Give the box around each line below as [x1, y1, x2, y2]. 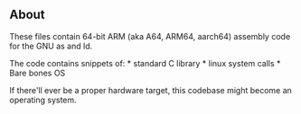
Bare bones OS [9, 67, 66, 78]
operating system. [9, 94, 77, 105]
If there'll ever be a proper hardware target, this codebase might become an [9, 84, 292, 95]
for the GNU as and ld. [9, 40, 93, 51]
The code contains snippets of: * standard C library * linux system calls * [9, 57, 281, 68]
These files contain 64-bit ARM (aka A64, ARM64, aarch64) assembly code [9, 31, 291, 41]
